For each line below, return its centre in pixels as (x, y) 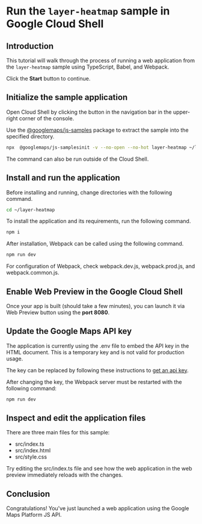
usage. (15, 359)
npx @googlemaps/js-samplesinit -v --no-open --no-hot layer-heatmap (96, 147)
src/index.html (33, 451)
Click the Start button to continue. (48, 79)
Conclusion (28, 494)
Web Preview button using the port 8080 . (58, 312)
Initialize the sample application (67, 97)
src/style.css (31, 457)
